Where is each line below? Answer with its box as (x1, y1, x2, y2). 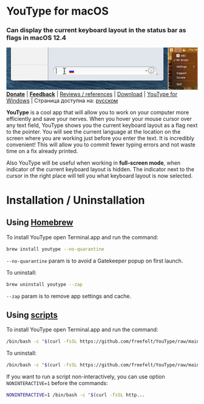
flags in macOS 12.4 (6, 33, 67, 42)
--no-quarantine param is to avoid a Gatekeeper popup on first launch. (6, 257, 183, 264)
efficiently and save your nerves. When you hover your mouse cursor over (6, 115, 192, 122)
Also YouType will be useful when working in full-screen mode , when (6, 159, 181, 166)
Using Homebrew (6, 217, 73, 228)
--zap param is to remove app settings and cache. (6, 292, 132, 300)
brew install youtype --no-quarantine (6, 246, 104, 252)
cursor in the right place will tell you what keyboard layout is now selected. (6, 172, 193, 179)
